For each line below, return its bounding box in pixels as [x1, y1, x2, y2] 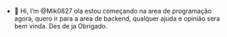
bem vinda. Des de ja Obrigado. [14, 22, 108, 30]
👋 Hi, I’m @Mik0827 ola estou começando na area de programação [14, 7, 212, 15]
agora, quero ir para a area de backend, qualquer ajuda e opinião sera [14, 14, 220, 23]
